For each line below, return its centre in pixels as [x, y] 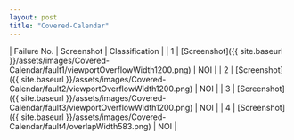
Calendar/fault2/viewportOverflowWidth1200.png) [101, 89]
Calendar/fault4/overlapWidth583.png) [80, 126]
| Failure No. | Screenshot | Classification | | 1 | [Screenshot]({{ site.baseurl [146, 51]
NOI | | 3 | [217, 89]
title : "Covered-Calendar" [59, 26]
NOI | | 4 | [217, 107]
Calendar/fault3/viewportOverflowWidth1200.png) [101, 107]
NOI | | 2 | [216, 70]
